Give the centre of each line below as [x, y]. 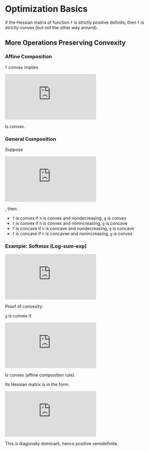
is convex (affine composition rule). [40, 375]
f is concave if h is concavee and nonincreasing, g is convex [72, 234]
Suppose [14, 150]
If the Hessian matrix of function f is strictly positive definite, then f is [75, 22]
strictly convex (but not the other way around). [51, 27]
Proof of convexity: [24, 306]
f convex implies [22, 67]
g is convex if [18, 316]
